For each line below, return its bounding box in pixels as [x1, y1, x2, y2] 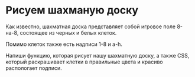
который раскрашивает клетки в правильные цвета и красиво [5, 58, 163, 65]
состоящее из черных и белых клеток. [19, 29, 117, 36]
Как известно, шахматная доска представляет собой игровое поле [5, 23, 175, 30]
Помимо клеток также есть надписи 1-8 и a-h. [5, 41, 122, 48]
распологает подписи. [5, 64, 63, 71]
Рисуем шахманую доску [5, 4, 139, 17]
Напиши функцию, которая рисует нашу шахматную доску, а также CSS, [5, 52, 190, 59]
